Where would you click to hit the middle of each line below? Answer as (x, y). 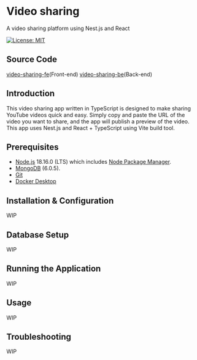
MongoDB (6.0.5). (38, 168)
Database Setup (38, 235)
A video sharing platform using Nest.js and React (68, 28)
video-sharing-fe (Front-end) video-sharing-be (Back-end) (79, 74)
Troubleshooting (39, 337)
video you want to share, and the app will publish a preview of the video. (98, 121)
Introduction (31, 94)
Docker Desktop (36, 182)
